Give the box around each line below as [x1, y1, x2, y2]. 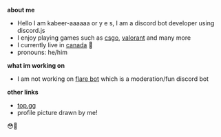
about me [7, 6, 35, 14]
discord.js [17, 27, 45, 34]
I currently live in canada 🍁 [17, 41, 93, 49]
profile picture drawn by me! [17, 109, 98, 116]
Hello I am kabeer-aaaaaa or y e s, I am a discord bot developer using [17, 19, 215, 27]
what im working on [7, 62, 65, 69]
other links [7, 88, 39, 96]
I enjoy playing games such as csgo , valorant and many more [17, 34, 191, 42]
